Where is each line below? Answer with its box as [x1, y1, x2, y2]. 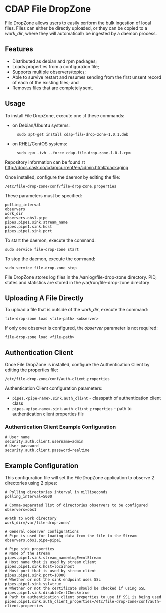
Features [5, 45, 33, 53]
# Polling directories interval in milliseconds [5, 490, 108, 495]
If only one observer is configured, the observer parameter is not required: [5, 325, 158, 331]
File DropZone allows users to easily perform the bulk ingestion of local [5, 20, 151, 26]
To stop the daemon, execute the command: [5, 256, 96, 262]
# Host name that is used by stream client [5, 560, 97, 565]
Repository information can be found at [5, 159, 85, 165]
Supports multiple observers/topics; [12, 69, 86, 75]
